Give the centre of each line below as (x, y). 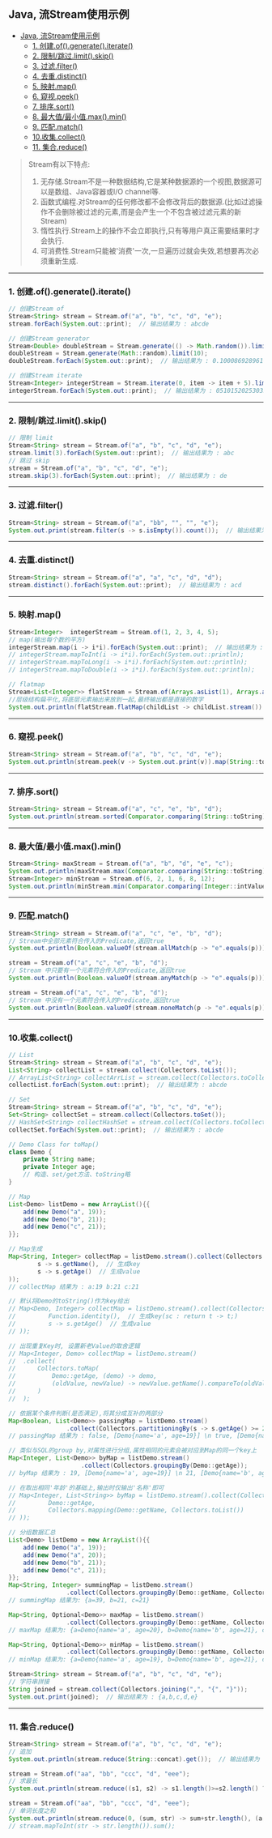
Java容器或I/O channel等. (118, 191)
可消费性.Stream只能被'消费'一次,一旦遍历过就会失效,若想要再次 (146, 250)
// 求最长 (23, 1781)
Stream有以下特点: (59, 164)
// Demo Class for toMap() (54, 1145)
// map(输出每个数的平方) (47, 640)
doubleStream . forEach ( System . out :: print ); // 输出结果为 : (109, 361)
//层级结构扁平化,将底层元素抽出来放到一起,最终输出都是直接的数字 (106, 699)
